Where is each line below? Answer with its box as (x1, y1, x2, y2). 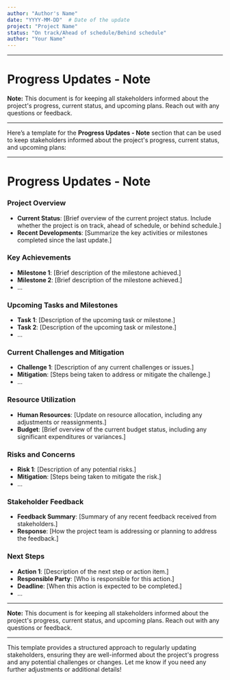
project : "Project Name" (7, 23, 78, 30)
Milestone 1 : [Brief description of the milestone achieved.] (16, 269, 181, 277)
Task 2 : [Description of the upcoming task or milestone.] (16, 324, 177, 332)
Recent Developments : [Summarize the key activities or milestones (16, 228, 208, 237)
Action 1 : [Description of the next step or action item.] (16, 567, 169, 576)
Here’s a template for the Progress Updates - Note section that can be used (7, 128, 221, 137)
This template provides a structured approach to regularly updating (7, 643, 196, 651)
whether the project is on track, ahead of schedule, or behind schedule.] (16, 221, 222, 229)
